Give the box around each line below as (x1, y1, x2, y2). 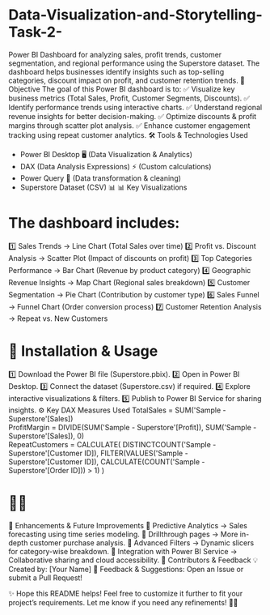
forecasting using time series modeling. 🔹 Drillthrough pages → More (8, 529, 238, 539)
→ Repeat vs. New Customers (8, 314, 108, 323)
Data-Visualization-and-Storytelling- (8, 6, 263, 24)
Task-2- (8, 23, 63, 41)
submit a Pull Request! (8, 573, 83, 583)
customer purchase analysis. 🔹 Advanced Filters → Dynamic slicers (29, 537, 255, 548)
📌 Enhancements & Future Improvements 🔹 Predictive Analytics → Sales (8, 520, 248, 530)
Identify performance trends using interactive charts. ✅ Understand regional (8, 102, 263, 112)
